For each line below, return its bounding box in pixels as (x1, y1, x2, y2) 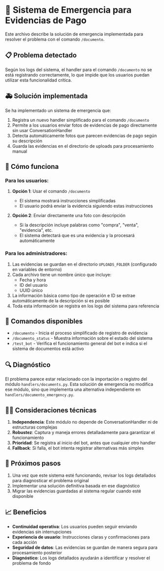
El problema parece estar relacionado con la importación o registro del (5, 376, 147, 382)
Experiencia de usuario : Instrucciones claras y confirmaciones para (12, 534, 150, 540)
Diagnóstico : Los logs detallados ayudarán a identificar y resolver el (12, 555, 150, 561)
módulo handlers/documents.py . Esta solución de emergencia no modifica (5, 381, 153, 387)
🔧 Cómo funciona (5, 162, 59, 171)
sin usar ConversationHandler (12, 127, 72, 133)
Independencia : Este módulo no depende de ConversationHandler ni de (12, 419, 158, 425)
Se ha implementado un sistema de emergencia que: (5, 108, 111, 113)
